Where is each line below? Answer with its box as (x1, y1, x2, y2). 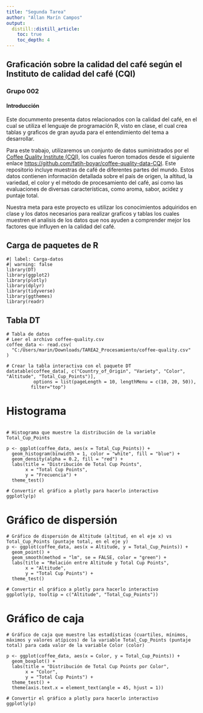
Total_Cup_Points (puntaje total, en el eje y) (6, 539, 129, 545)
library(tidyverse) (6, 288, 56, 294)
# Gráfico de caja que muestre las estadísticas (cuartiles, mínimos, (6, 631, 188, 638)
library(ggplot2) (6, 272, 50, 279)
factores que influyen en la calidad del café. (6, 222, 116, 230)
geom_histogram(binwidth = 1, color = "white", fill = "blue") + (12, 451, 181, 457)
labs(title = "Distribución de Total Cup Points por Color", (12, 663, 170, 669)
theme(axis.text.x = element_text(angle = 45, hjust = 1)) (12, 685, 164, 691)
